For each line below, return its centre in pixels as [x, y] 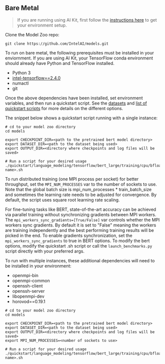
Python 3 [21, 73]
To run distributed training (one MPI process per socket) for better [72, 179]
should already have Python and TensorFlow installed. [60, 63]
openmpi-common [31, 280]
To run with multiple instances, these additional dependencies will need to [80, 260]
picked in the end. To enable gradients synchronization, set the [69, 235]
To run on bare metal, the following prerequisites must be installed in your [80, 53]
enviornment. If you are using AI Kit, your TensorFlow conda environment [79, 58]
